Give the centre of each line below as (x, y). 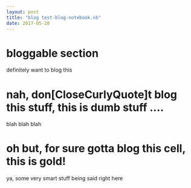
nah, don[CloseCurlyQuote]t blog (92, 94)
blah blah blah (24, 124)
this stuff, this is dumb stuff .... (85, 107)
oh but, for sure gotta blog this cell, (96, 149)
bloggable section (52, 53)
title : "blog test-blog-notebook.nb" (54, 18)
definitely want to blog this (39, 70)
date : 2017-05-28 (28, 23)
